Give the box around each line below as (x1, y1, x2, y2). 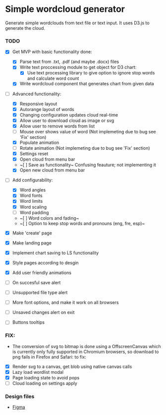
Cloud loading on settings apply (12, 380, 78, 386)
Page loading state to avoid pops (12, 374, 80, 380)
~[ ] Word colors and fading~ (19, 215, 79, 221)
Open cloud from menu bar (19, 156, 75, 162)
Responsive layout (19, 101, 57, 107)
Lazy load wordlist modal (12, 369, 63, 375)
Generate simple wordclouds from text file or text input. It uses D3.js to (5, 20, 150, 26)
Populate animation (19, 139, 59, 145)
